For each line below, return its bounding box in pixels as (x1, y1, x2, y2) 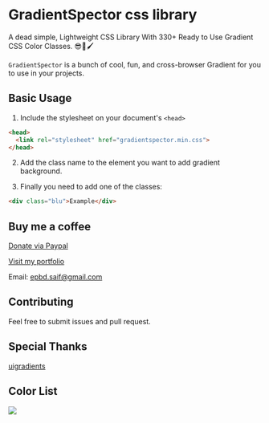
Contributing (8, 295, 74, 309)
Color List (8, 384, 58, 398)
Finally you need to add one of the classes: (19, 182, 163, 192)
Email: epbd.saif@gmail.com (8, 272, 103, 282)
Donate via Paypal (8, 241, 68, 250)
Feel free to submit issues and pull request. (8, 316, 151, 326)
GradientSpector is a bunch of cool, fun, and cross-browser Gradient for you (8, 59, 261, 69)
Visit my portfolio (8, 257, 65, 266)
